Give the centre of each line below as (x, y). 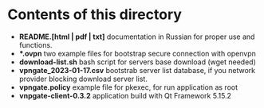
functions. (35, 44)
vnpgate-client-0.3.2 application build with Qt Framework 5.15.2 (125, 95)
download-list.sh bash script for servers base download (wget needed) (137, 62)
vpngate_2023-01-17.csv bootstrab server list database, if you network (137, 70)
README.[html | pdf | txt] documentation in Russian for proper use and (137, 37)
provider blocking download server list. (83, 79)
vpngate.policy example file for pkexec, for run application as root (128, 87)
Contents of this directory (95, 15)
